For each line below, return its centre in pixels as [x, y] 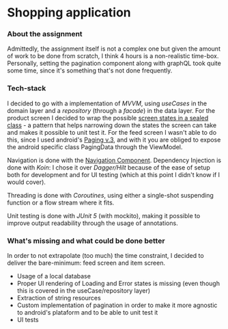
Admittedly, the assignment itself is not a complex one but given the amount [114, 49]
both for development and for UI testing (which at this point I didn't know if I [114, 174]
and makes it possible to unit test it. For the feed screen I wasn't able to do [112, 132]
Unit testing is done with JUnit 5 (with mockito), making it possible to [104, 215]
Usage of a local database [54, 276]
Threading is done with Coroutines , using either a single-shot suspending [110, 195]
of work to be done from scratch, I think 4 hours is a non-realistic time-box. [113, 56]
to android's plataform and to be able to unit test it [87, 313]
